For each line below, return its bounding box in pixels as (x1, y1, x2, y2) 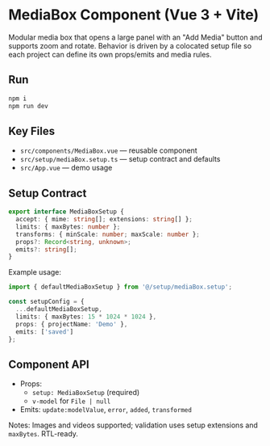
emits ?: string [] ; (15, 245, 78, 254)
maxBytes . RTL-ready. (8, 429, 79, 439)
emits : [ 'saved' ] (15, 327, 74, 336)
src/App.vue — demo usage (19, 163, 113, 173)
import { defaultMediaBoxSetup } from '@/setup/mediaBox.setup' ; (8, 283, 232, 292)
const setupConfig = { (8, 297, 85, 306)
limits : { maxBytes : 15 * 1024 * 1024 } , (15, 313, 157, 321)
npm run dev (8, 102, 48, 110)
